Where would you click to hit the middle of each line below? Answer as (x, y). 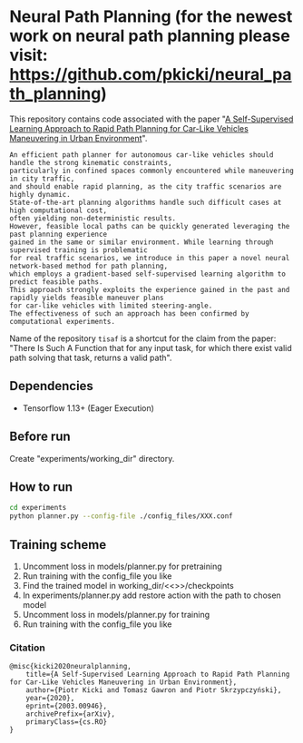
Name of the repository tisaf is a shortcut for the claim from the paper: (143, 338)
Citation (27, 648)
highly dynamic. (40, 194)
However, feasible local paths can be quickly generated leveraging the (150, 226)
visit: (29, 55)
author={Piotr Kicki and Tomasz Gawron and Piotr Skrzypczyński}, (154, 690)
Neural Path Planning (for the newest (151, 17)
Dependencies (51, 386)
